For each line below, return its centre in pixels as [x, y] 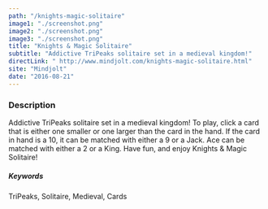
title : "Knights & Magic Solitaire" [70, 46]
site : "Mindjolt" [38, 69]
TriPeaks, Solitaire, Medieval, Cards [68, 196]
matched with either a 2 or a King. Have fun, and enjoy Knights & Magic [128, 148]
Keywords [26, 176]
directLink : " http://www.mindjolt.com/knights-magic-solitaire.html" [130, 62]
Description [32, 105]
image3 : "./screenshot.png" [56, 39]
